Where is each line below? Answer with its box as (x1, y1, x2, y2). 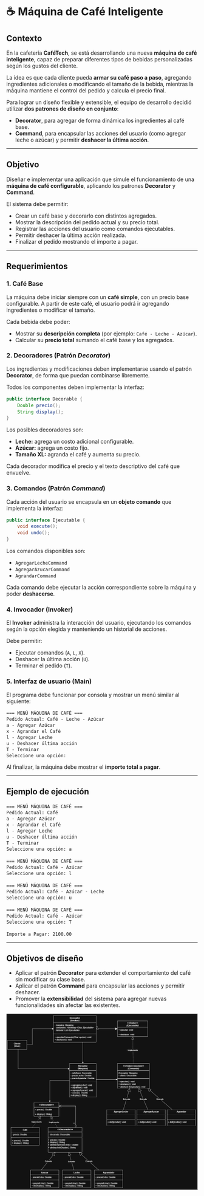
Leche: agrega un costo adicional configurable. (15, 438, 134, 445)
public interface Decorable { (6, 396, 83, 402)
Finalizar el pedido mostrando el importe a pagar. (15, 238, 138, 245)
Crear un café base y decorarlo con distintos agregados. (15, 212, 157, 219)
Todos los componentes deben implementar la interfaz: (6, 383, 144, 391)
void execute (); (17, 523, 59, 529)
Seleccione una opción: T (6, 919, 72, 925)
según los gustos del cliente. (6, 62, 78, 69)
